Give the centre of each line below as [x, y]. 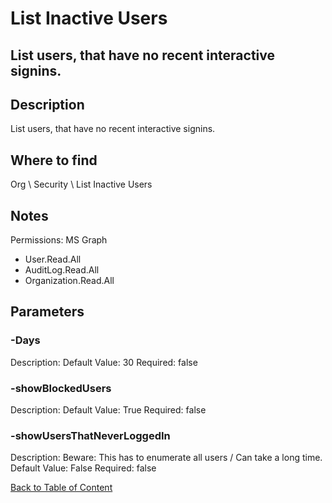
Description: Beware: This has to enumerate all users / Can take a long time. [166, 458]
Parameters [47, 312]
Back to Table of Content [61, 488]
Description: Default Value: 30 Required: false [104, 362]
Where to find [54, 160]
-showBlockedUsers [61, 388]
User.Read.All [53, 259]
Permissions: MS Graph [59, 240]
